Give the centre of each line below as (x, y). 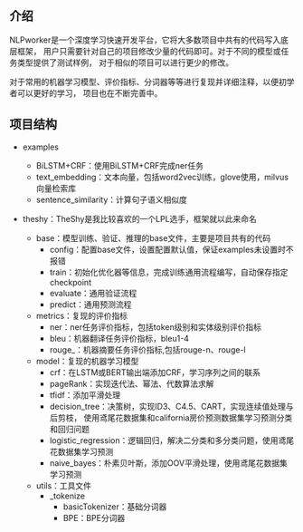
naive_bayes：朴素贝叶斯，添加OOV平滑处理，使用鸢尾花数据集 (168, 463)
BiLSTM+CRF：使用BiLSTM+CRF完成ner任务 (119, 165)
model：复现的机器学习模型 (87, 361)
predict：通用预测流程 (90, 304)
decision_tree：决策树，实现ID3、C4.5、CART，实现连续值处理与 (171, 406)
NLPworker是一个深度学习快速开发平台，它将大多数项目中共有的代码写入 (145, 40)
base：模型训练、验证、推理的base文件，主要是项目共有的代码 (153, 237)
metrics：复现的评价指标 (82, 315)
